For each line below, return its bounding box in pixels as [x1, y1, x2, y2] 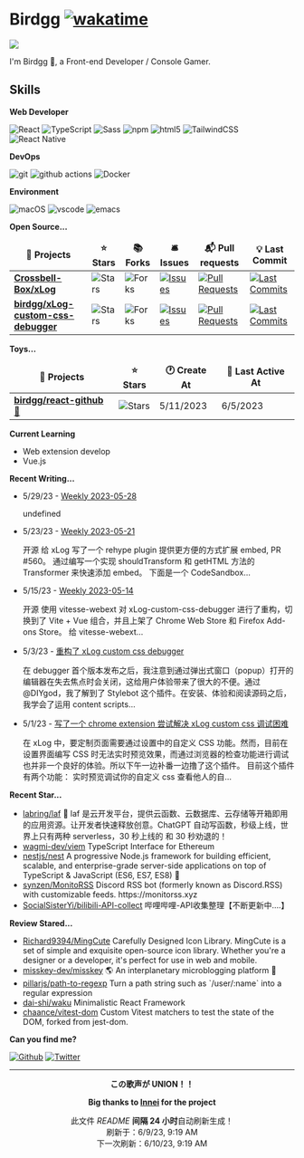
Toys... [9, 343, 36, 354]
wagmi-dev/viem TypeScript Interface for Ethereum [22, 840, 215, 851]
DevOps [9, 150, 41, 162]
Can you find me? [9, 1033, 77, 1045]
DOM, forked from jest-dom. [22, 1016, 128, 1027]
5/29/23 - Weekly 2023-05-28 [22, 490, 138, 502]
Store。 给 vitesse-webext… [38, 626, 144, 637]
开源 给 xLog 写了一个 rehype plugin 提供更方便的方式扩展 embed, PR [22, 544, 281, 555]
